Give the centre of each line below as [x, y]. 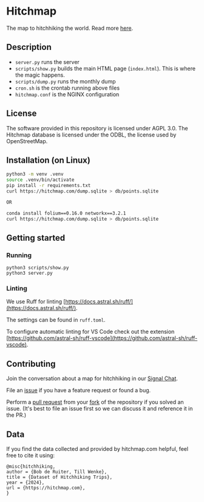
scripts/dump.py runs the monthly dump [65, 81]
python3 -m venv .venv [35, 174]
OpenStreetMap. [27, 141]
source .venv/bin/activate [40, 180]
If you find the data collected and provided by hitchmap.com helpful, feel [97, 449]
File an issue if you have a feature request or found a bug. [79, 391]
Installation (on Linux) [49, 160]
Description [29, 47]
